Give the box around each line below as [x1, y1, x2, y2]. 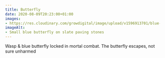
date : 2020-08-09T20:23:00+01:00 [5, 12, 74, 17]
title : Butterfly [5, 7, 41, 12]
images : [5, 16, 21, 21]
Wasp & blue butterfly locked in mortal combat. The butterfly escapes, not [5, 43, 155, 49]
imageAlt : [5, 25, 26, 30]
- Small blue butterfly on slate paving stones [5, 30, 105, 35]
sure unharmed [5, 48, 36, 54]
